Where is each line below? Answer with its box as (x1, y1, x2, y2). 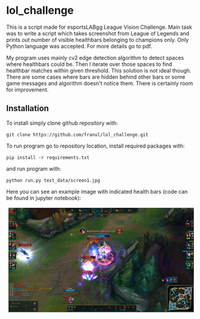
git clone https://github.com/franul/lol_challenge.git (6, 131, 149, 138)
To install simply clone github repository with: (6, 119, 119, 127)
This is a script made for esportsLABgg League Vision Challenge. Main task (6, 23, 193, 31)
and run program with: (6, 165, 62, 172)
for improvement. (6, 86, 49, 93)
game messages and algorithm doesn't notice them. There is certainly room (6, 79, 193, 87)
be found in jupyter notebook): (6, 194, 81, 201)
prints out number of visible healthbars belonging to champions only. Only (6, 36, 189, 43)
